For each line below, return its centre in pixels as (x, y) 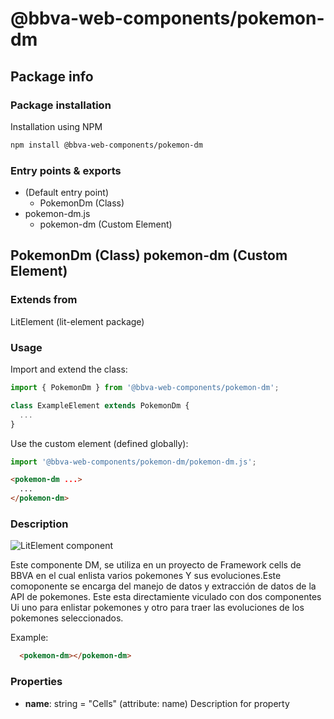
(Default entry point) (67, 193)
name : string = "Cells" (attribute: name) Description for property (157, 703)
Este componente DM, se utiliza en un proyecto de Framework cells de (156, 565)
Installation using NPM (56, 126)
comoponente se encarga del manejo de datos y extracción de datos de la (163, 586)
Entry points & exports (66, 170)
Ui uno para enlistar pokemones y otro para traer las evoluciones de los (157, 608)
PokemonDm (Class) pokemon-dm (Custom (149, 255)
